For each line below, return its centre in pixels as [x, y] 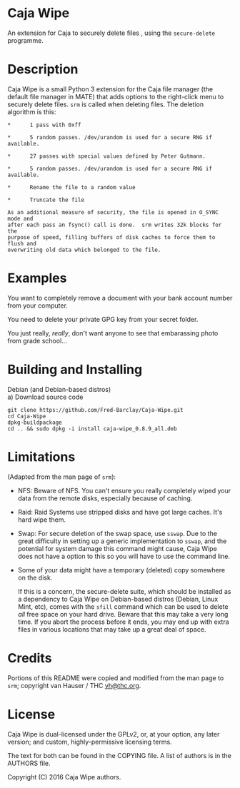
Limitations [41, 456]
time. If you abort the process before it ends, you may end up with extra [124, 622]
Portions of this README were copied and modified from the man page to [116, 678]
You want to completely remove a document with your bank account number [120, 298]
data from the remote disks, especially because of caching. [105, 498]
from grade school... [37, 340]
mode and [20, 218]
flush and [22, 243]
